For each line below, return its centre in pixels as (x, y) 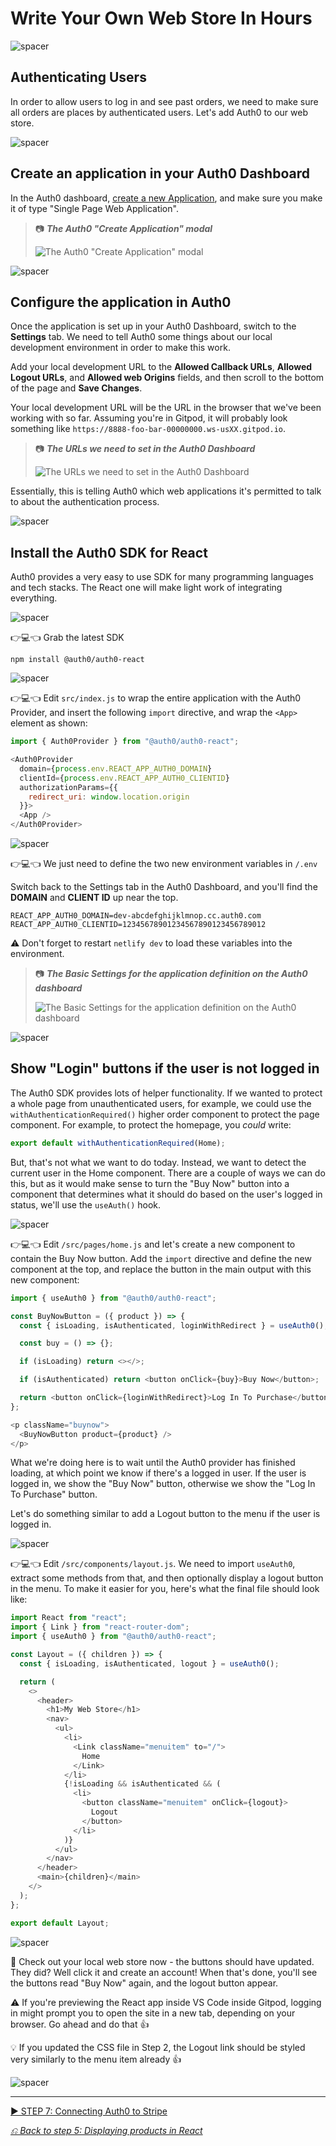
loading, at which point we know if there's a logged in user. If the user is (158, 1473)
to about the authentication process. (85, 502)
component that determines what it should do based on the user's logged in (166, 1194)
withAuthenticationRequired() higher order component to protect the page (165, 1114)
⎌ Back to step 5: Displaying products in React (106, 2130)
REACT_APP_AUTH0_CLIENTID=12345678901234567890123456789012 (138, 925)
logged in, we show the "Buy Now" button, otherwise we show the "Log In (163, 1484)
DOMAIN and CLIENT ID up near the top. (94, 898)
